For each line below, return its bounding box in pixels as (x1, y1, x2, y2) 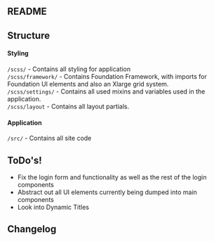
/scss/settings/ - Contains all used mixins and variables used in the (7, 87, 206, 96)
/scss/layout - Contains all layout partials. (7, 102, 130, 110)
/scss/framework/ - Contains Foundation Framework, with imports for (7, 72, 207, 80)
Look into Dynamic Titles (17, 203, 90, 211)
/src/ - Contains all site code (7, 134, 92, 143)
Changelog (7, 223, 57, 235)
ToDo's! (7, 154, 42, 166)
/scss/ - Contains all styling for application (7, 65, 131, 73)
